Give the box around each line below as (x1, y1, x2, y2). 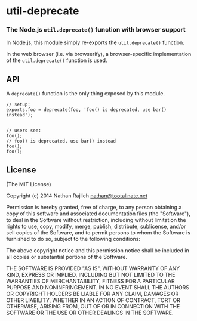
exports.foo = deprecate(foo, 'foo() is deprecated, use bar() (6, 107, 167, 113)
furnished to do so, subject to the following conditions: (6, 236, 140, 243)
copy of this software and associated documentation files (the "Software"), (6, 210, 191, 217)
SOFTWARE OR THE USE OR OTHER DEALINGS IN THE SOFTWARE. (6, 309, 174, 317)
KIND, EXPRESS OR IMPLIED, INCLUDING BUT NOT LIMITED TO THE (6, 271, 176, 279)
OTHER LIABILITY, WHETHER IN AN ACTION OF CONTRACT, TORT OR (6, 297, 180, 304)
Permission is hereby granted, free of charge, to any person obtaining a (6, 204, 182, 211)
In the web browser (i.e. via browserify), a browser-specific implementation (6, 51, 192, 58)
